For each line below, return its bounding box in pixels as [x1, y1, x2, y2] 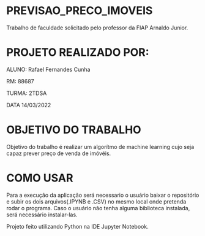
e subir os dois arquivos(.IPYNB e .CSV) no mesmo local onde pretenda [6, 197, 187, 205]
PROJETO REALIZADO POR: [6, 45, 149, 59]
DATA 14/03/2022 [6, 101, 51, 108]
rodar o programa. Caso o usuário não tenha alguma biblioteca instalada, [6, 204, 190, 211]
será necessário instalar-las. [6, 211, 78, 218]
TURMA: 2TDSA [6, 89, 47, 97]
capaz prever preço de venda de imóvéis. [6, 150, 111, 157]
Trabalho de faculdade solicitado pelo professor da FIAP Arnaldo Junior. [6, 24, 188, 31]
